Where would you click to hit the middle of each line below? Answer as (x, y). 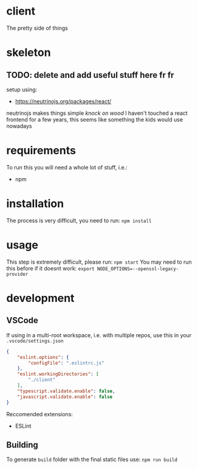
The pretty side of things (37, 28)
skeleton (29, 53)
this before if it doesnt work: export (51, 268)
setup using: (22, 89)
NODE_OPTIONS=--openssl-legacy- (138, 269)
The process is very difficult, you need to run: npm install (79, 221)
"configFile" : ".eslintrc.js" (66, 363)
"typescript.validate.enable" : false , (66, 391)
